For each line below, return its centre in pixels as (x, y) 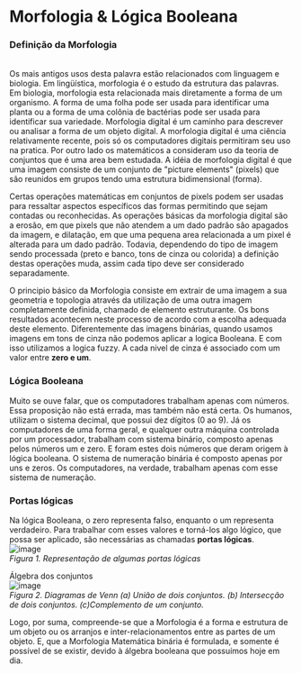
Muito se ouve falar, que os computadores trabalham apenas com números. (150, 400)
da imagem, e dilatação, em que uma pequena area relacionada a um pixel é (150, 235)
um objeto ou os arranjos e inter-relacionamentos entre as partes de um (142, 632)
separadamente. (40, 273)
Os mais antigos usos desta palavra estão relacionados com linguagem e (145, 74)
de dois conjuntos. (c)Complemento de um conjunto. (106, 605)
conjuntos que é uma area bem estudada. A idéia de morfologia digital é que (150, 160)
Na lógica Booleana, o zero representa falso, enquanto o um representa (142, 521)
